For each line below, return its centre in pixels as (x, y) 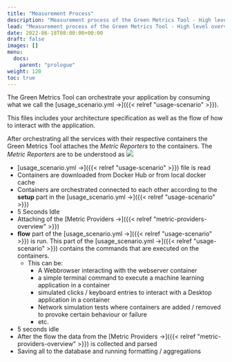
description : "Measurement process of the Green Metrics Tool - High (109, 20)
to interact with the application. (51, 126)
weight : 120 (24, 71)
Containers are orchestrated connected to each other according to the (117, 190)
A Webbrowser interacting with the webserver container (117, 271)
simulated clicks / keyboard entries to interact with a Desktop (125, 293)
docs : (21, 59)
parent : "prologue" (48, 65)
